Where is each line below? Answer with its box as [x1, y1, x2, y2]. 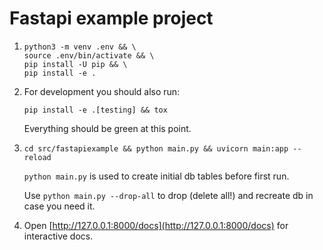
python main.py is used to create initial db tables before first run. [23, 170, 290, 182]
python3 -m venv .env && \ [23, 42, 137, 52]
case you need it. [23, 200, 96, 212]
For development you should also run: [23, 85, 181, 97]
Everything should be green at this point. [23, 122, 192, 134]
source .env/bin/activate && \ [23, 50, 155, 61]
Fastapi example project [9, 7, 214, 30]
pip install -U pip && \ [23, 59, 128, 69]
